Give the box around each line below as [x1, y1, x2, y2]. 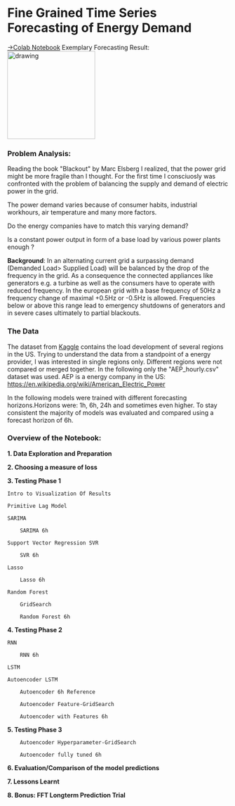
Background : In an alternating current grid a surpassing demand [7, 257, 194, 265]
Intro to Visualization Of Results [7, 490, 112, 497]
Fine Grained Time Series [7, 5, 157, 21]
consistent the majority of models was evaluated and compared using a [7, 408, 214, 416]
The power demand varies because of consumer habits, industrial [7, 200, 198, 209]
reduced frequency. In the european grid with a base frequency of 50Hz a [7, 286, 221, 295]
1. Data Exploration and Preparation [7, 449, 112, 458]
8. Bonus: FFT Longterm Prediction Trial [7, 791, 126, 799]
